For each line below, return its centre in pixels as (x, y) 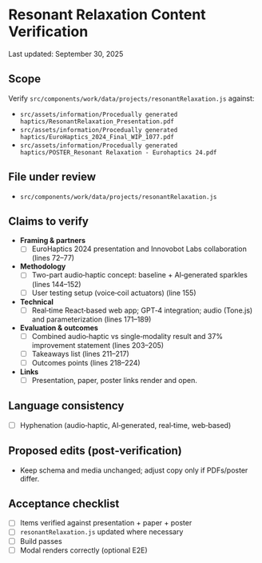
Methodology (43, 266)
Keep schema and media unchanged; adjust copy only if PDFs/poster (134, 470)
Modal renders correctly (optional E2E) (83, 550)
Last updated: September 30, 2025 (66, 54)
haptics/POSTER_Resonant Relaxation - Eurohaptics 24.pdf (118, 152)
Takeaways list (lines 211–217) (80, 353)
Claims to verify (49, 221)
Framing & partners (53, 241)
